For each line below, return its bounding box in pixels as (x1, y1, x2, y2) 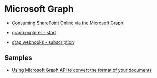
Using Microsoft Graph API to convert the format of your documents (11, 67, 152, 73)
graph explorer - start (11, 29, 56, 35)
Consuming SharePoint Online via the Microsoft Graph (11, 20, 123, 26)
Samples (4, 54, 33, 62)
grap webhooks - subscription (11, 39, 74, 45)
